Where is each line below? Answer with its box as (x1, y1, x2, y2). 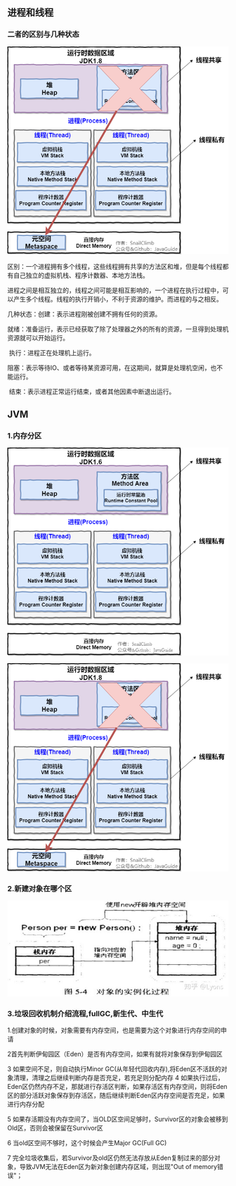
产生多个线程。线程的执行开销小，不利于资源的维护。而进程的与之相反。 (13, 295, 223, 304)
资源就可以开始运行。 (7, 334, 69, 342)
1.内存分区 (7, 430, 42, 440)
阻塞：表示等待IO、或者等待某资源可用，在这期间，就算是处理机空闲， (7, 363, 211, 372)
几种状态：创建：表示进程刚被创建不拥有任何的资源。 (7, 310, 162, 318)
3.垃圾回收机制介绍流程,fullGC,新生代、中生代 (7, 1009, 164, 1018)
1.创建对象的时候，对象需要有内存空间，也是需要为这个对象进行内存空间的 (7, 1025, 221, 1034)
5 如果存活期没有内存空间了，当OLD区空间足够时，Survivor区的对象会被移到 (7, 1115, 228, 1123)
